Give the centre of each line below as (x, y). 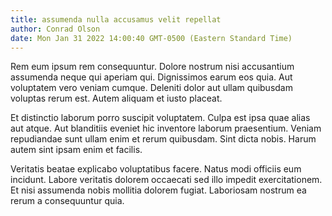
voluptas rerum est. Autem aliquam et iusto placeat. (116, 98)
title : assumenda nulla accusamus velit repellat (116, 19)
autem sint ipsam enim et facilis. (76, 150)
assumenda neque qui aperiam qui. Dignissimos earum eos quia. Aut (151, 77)
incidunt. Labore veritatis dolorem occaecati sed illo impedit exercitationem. (166, 180)
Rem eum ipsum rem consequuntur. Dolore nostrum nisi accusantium (152, 67)
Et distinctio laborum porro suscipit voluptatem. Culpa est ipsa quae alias (160, 118)
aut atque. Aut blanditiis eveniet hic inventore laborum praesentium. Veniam (166, 128)
